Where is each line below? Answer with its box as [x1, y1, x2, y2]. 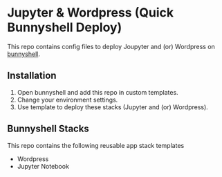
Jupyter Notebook [17, 162, 69, 170]
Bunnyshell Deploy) [7, 19, 122, 35]
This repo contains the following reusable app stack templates [7, 141, 185, 149]
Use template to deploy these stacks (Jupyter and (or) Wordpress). [17, 102, 209, 111]
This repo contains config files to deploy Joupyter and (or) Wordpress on [7, 42, 216, 50]
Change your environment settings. [17, 95, 118, 104]
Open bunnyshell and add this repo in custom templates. [17, 88, 178, 96]
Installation [7, 70, 57, 82]
